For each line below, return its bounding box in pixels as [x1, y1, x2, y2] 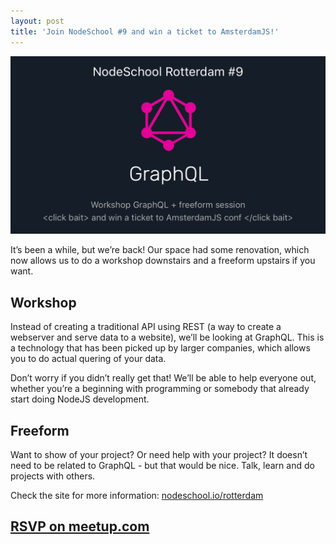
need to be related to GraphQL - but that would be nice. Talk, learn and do [10, 460, 315, 472]
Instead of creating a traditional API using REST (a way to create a [10, 321, 282, 333]
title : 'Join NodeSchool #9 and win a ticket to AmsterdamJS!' [10, 26, 280, 37]
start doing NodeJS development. [10, 393, 150, 405]
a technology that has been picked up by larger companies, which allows [10, 342, 311, 354]
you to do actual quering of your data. [10, 353, 167, 365]
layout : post [10, 16, 65, 26]
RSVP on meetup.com [10, 518, 150, 535]
